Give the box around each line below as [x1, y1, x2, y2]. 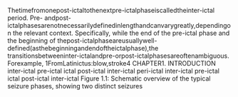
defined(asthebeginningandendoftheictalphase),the [7, 44, 159, 52]
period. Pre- [7, 14, 43, 22]
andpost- [43, 14, 71, 22]
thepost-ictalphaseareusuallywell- [56, 36, 157, 45]
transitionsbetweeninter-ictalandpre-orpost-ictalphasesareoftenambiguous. [7, 51, 229, 60]
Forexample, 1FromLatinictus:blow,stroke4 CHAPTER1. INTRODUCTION [7, 59, 216, 67]
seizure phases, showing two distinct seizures [7, 82, 143, 90]
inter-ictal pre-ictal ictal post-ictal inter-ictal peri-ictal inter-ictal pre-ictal [7, 67, 219, 75]
